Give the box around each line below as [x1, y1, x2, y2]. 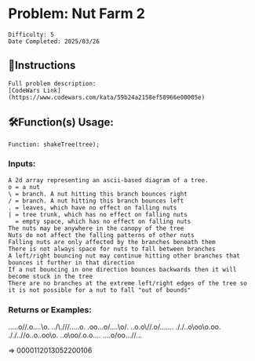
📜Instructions [8, 59, 76, 72]
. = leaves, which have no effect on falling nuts [8, 203, 177, 212]
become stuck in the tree [8, 272, 93, 280]
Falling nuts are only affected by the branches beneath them [8, 238, 216, 246]
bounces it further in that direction [8, 258, 135, 267]
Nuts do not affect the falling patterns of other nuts [8, 231, 195, 239]
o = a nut [8, 183, 41, 191]
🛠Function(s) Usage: [8, 115, 114, 129]
